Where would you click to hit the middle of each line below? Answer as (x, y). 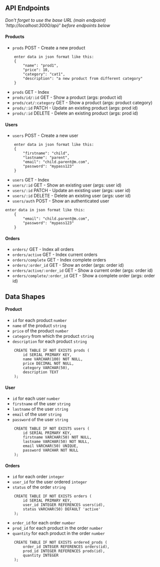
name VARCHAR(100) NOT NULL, (53, 359)
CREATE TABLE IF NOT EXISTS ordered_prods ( (61, 543)
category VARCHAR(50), (46, 368)
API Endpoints (27, 8)
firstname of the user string (41, 404)
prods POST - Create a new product (49, 48)
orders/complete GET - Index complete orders (59, 260)
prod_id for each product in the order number (57, 528)
